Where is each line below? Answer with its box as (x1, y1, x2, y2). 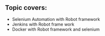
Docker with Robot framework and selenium (12, 26, 100, 32)
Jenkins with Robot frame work (12, 21, 75, 27)
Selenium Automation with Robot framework (12, 16, 100, 22)
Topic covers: (5, 4, 47, 12)
